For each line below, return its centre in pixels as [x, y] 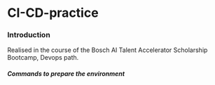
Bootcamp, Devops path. [43, 58]
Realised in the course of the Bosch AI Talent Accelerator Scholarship [107, 50]
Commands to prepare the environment [66, 74]
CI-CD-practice [53, 13]
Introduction [29, 35]
